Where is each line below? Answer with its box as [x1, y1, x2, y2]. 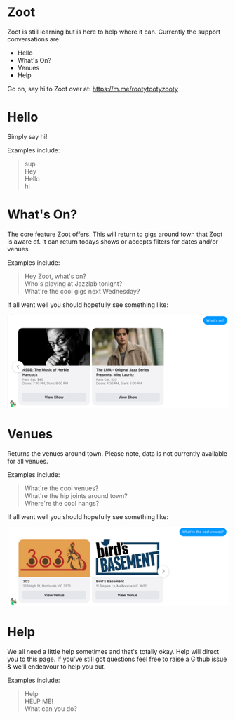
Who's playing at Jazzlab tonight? [24, 279, 123, 288]
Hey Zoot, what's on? [24, 272, 86, 280]
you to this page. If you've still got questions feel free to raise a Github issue [7, 655, 227, 664]
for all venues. [7, 457, 48, 465]
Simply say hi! [7, 132, 48, 140]
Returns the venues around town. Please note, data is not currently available [7, 449, 228, 457]
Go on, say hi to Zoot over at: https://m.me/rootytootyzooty [7, 84, 179, 93]
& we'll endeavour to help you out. [7, 662, 107, 671]
